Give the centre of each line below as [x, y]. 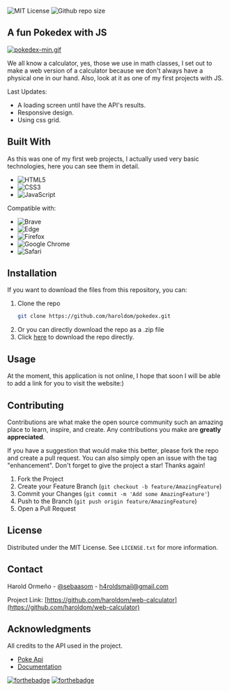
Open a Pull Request [47, 508]
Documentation [39, 667]
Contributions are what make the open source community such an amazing [115, 422]
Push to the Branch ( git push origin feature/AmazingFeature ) [107, 501]
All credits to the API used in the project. [65, 646]
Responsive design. [46, 112]
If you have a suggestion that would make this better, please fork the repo [113, 450]
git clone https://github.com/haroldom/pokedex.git [94, 317]
